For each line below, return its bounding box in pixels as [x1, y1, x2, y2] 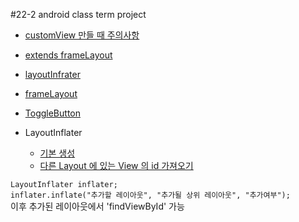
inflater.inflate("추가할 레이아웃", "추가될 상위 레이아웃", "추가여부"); [10, 190, 291, 200]
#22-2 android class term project [10, 9, 147, 20]
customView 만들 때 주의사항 [24, 29, 140, 41]
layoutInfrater [24, 69, 81, 80]
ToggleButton [24, 107, 81, 119]
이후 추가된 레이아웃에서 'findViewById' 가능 [10, 200, 185, 212]
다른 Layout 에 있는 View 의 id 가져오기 [39, 160, 194, 171]
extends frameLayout [24, 49, 113, 61]
